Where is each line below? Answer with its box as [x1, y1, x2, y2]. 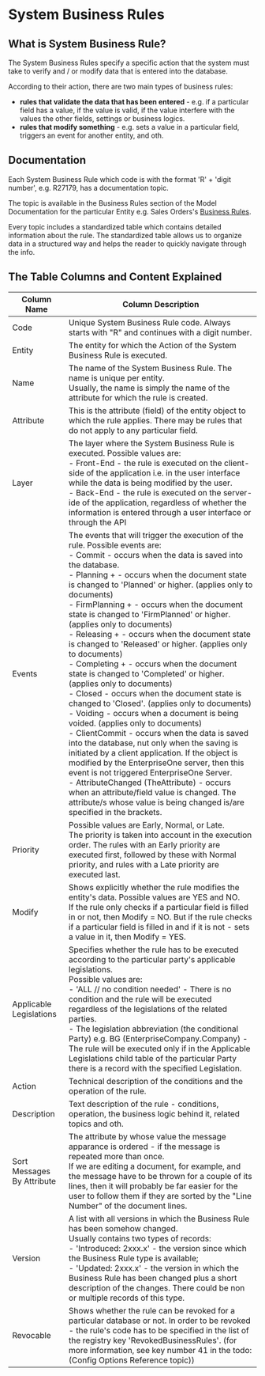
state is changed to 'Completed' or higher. [68, 668, 225, 679]
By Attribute [12, 1175, 57, 1186]
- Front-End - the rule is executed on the [68, 457, 222, 468]
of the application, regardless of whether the [81, 497, 247, 508]
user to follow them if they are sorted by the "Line [68, 1190, 252, 1201]
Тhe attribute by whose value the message [68, 1131, 226, 1142]
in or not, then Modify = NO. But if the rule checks [68, 912, 252, 923]
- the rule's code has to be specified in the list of [68, 1325, 250, 1336]
